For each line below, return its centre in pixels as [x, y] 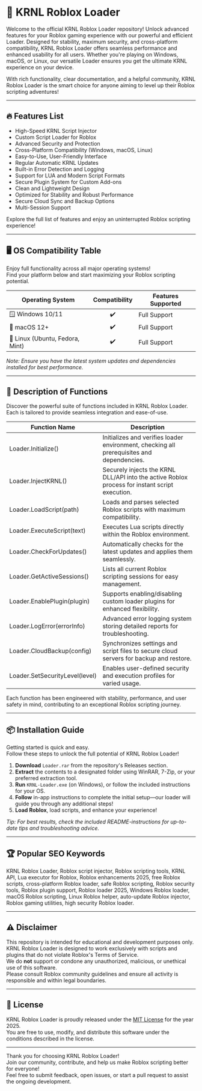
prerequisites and [127, 452]
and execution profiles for [139, 676]
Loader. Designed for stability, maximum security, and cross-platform [92, 41]
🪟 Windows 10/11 [36, 314]
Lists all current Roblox [135, 569]
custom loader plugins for [139, 601]
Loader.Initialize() [34, 449]
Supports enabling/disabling [142, 594]
